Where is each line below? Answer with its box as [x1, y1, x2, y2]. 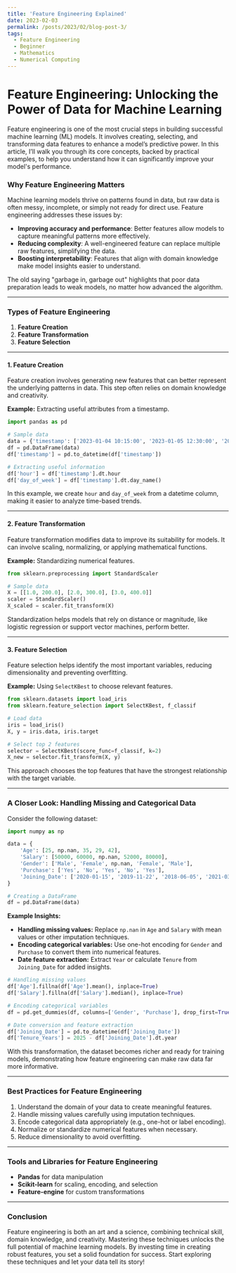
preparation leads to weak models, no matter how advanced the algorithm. [7, 282, 223, 291]
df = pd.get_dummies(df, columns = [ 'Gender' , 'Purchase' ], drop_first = [7, 1008, 218, 1016]
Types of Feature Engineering [7, 307, 111, 317]
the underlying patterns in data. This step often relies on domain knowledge [7, 384, 227, 392]
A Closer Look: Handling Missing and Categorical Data [7, 798, 197, 808]
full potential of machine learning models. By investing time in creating [7, 1243, 211, 1251]
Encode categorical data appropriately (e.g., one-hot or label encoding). [17, 1117, 226, 1126]
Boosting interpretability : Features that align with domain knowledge [17, 254, 219, 263]
